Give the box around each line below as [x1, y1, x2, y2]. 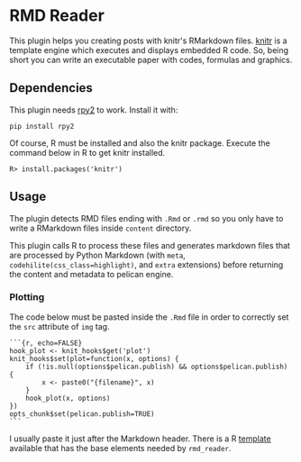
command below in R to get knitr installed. [9, 147, 166, 158]
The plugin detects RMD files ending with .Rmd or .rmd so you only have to [9, 213, 284, 223]
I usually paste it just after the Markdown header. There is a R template [9, 433, 272, 444]
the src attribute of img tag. [9, 321, 110, 331]
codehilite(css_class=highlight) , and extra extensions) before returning [9, 258, 284, 270]
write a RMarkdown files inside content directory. [9, 222, 192, 233]
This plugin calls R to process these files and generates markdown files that [9, 240, 291, 250]
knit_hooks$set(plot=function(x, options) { [9, 354, 179, 363]
